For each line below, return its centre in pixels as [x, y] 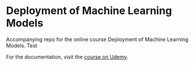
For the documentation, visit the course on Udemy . [67, 57]
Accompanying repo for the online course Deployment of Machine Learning [97, 39]
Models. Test [22, 46]
